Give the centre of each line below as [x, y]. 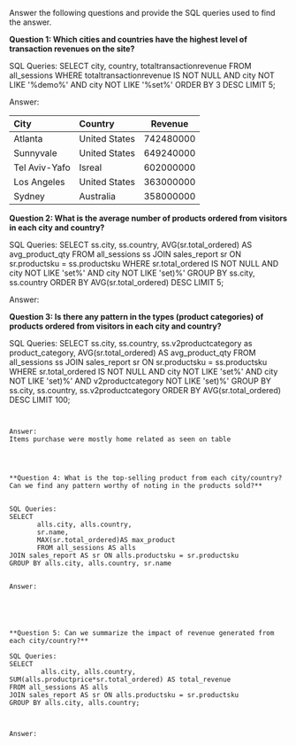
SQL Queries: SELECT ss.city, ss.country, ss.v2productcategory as [131, 343]
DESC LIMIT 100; [40, 400]
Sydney [30, 196]
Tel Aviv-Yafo [42, 167]
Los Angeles [39, 182]
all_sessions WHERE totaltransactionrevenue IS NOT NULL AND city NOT [142, 75]
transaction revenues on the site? [72, 49]
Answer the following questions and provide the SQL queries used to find [142, 13]
